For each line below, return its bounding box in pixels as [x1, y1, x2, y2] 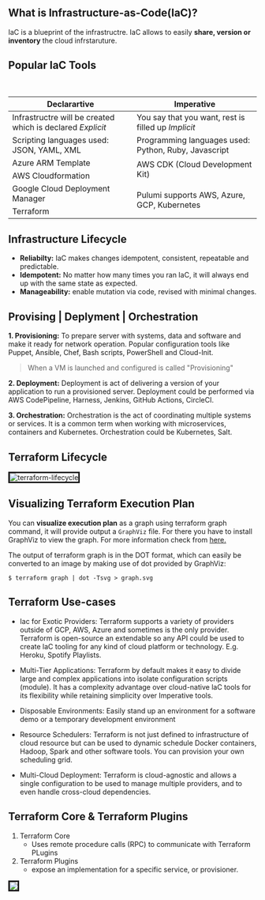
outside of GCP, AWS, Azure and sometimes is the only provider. [19, 625, 230, 634]
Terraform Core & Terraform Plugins [8, 810, 188, 823]
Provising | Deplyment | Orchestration [8, 310, 199, 323]
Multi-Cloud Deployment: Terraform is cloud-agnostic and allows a [19, 770, 237, 780]
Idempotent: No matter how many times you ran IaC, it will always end [19, 270, 249, 280]
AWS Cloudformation [12, 170, 91, 181]
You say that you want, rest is [136, 112, 245, 123]
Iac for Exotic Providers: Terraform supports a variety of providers [19, 616, 234, 626]
